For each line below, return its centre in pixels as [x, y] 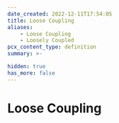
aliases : [20, 27]
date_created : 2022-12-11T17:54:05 [60, 14]
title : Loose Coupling [41, 21]
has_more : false [31, 73]
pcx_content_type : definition [52, 47]
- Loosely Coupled [47, 41]
